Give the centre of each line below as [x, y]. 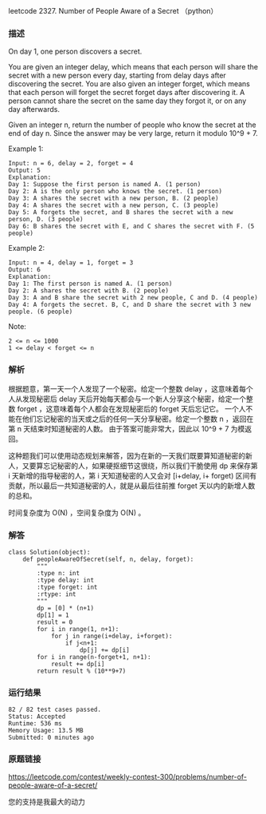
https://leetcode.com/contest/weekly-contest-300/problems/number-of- [128, 777]
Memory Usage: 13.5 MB [46, 731]
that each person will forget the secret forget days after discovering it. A [127, 93]
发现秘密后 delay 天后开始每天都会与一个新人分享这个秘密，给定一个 [134, 399]
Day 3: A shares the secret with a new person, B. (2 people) [113, 199]
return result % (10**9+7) [82, 671]
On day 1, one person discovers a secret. [75, 52]
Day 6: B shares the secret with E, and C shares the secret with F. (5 [131, 226]
